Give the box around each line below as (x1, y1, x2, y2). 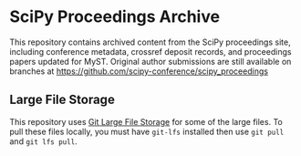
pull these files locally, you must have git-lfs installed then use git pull (9, 126, 285, 137)
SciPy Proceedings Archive (9, 6, 221, 27)
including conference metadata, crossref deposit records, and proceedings (9, 46, 292, 57)
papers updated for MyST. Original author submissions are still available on (9, 56, 292, 67)
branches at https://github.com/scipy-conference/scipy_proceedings (9, 66, 269, 77)
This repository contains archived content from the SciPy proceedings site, (9, 36, 291, 47)
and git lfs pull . (9, 135, 78, 147)
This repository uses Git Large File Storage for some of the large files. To (9, 116, 283, 127)
